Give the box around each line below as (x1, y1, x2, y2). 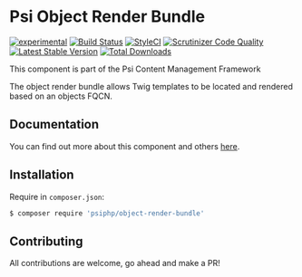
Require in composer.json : (9, 191, 105, 202)
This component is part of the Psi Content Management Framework (9, 63, 261, 74)
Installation (9, 167, 74, 183)
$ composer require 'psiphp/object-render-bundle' (9, 208, 205, 218)
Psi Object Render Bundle (9, 6, 206, 27)
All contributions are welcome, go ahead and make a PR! (9, 258, 220, 269)
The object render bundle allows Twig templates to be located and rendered (9, 81, 293, 91)
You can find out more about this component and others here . (9, 140, 240, 151)
